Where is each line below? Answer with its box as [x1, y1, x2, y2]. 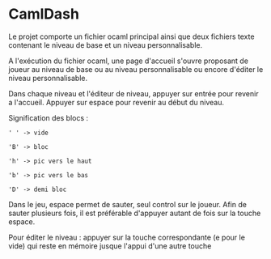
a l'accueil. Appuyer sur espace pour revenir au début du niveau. [8, 97, 225, 107]
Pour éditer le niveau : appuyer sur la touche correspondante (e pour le [8, 232, 245, 242]
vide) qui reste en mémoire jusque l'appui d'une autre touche [8, 240, 212, 251]
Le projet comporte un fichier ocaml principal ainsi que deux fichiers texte [8, 32, 255, 41]
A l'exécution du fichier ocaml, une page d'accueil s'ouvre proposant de [8, 56, 249, 66]
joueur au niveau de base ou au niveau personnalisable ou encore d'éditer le [8, 64, 264, 74]
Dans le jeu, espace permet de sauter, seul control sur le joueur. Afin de [8, 199, 247, 209]
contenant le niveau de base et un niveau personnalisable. [8, 40, 203, 49]
